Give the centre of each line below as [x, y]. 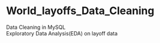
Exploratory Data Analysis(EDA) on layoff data [62, 33]
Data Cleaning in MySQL [36, 27]
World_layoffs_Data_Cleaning [80, 11]
